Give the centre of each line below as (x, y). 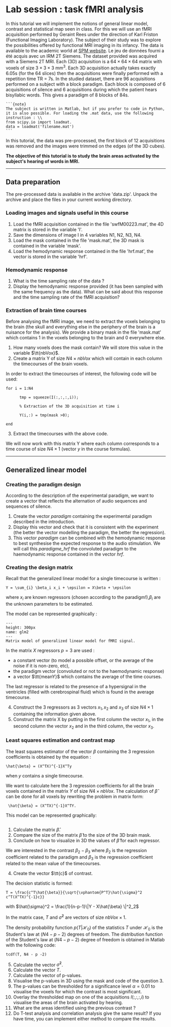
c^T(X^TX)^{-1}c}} (25, 897)
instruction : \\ (24, 118)
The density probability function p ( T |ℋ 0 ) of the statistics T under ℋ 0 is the (84, 928)
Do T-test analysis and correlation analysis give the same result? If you (87, 1013)
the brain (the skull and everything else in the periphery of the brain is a (81, 327)
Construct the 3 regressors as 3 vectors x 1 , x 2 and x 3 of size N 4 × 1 (83, 708)
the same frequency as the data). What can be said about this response (88, 292)
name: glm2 (17, 632)
